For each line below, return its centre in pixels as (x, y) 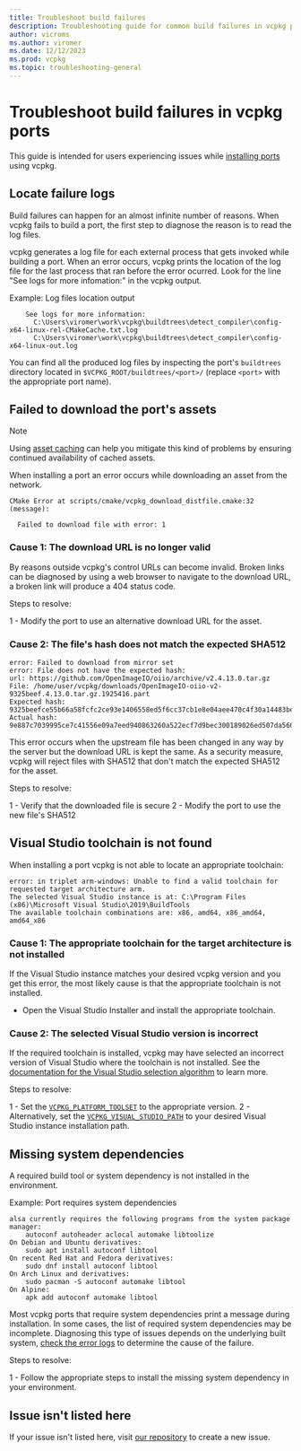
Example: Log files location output (72, 298)
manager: (26, 1227)
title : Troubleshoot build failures (77, 17)
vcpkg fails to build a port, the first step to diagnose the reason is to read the (150, 224)
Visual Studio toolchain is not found (111, 843)
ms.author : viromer (46, 43)
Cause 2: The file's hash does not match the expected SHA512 (148, 644)
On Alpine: (30, 1290)
